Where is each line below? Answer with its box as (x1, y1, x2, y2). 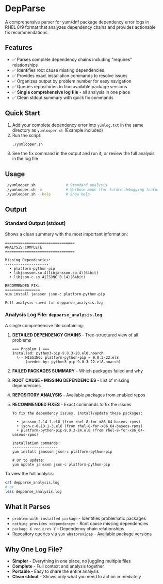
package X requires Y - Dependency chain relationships (12, 526, 125, 532)
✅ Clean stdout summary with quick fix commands (12, 95, 114, 100)
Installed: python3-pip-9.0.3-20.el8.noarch (12, 350, 104, 356)
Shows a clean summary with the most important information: (5, 231, 128, 237)
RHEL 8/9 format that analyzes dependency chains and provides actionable (5, 24, 156, 30)
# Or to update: (12, 458, 45, 463)
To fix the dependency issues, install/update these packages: (12, 410, 143, 416)
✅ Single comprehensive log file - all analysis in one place (12, 89, 130, 95)
